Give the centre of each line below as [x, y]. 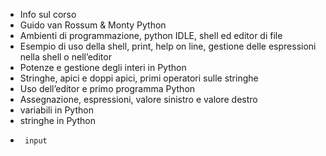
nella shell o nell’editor [65, 57]
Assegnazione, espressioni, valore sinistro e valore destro [138, 99]
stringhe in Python [57, 120]
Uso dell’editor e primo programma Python [107, 88]
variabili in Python [56, 110]
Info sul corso [48, 14]
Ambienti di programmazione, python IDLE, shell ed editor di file [151, 35]
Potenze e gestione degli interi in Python [103, 67]
